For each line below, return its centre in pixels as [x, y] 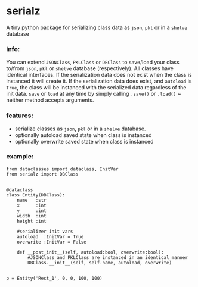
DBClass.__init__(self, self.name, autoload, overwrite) [100, 263]
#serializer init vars [45, 231]
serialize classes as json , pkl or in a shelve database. [80, 129]
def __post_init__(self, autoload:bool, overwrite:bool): [90, 252]
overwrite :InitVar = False [52, 242]
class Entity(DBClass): [36, 195]
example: [20, 157]
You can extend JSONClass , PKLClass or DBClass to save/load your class [93, 62]
